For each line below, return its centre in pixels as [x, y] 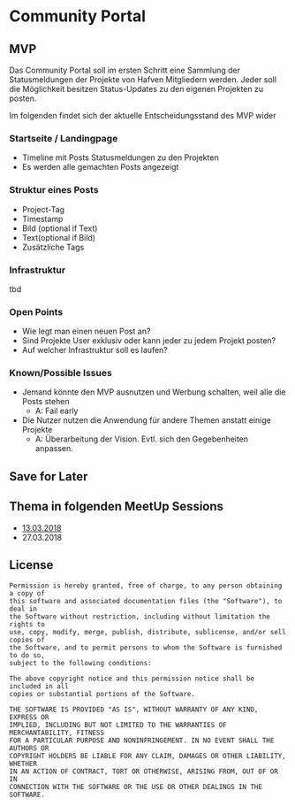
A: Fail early [57, 411]
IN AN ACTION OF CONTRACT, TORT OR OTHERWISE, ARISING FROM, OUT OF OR [144, 771]
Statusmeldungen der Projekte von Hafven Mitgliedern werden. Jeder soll [143, 80]
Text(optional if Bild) [58, 237]
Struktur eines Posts [54, 190]
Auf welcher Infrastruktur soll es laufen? [95, 350]
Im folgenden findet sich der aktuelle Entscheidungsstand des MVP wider [143, 115]
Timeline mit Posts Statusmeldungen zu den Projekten [120, 157]
